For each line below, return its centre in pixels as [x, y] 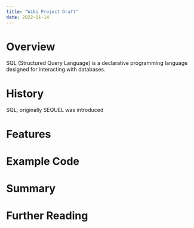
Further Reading [47, 216]
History [25, 93]
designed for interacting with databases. [56, 70]
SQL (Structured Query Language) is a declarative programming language [97, 63]
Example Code [43, 161]
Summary [31, 188]
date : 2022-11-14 [28, 17]
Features [29, 134]
